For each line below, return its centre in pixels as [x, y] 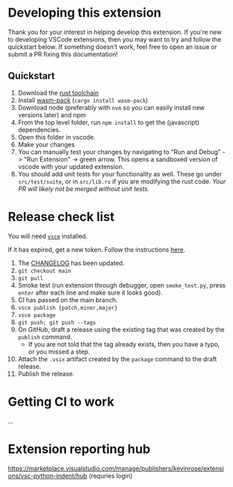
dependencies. [39, 129]
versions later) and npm [52, 115]
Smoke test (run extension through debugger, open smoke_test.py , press [122, 285]
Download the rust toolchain [58, 92]
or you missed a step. [59, 352]
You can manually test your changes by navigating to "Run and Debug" [119, 151]
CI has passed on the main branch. [68, 299]
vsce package [37, 315]
